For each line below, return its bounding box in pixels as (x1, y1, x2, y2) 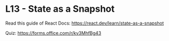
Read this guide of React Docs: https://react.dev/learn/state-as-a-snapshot (5, 20, 164, 26)
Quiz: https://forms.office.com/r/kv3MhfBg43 (5, 30, 101, 36)
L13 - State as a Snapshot (5, 3, 115, 15)
